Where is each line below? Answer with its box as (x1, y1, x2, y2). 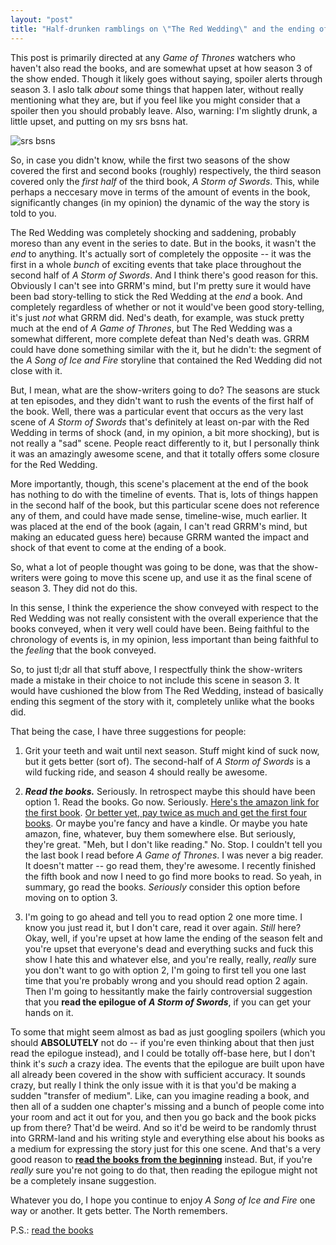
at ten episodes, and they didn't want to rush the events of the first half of (10, 394, 315, 406)
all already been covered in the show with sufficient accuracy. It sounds (10, 1068, 306, 1080)
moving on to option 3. (24, 891, 118, 903)
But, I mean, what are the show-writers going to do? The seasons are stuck (10, 384, 320, 396)
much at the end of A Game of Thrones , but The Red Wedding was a (10, 322, 293, 334)
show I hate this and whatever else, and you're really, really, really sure (24, 953, 317, 965)
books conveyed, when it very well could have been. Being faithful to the (10, 622, 310, 635)
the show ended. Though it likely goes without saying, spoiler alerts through (10, 72, 323, 85)
